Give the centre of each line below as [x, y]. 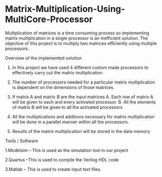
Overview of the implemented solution [43, 58]
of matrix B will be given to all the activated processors [67, 107]
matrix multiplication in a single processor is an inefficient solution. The [76, 38]
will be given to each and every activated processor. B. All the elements [84, 102]
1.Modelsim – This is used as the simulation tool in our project [67, 150]
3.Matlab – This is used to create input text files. [53, 169]
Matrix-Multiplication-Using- [65, 9]
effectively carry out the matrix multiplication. [58, 72]
